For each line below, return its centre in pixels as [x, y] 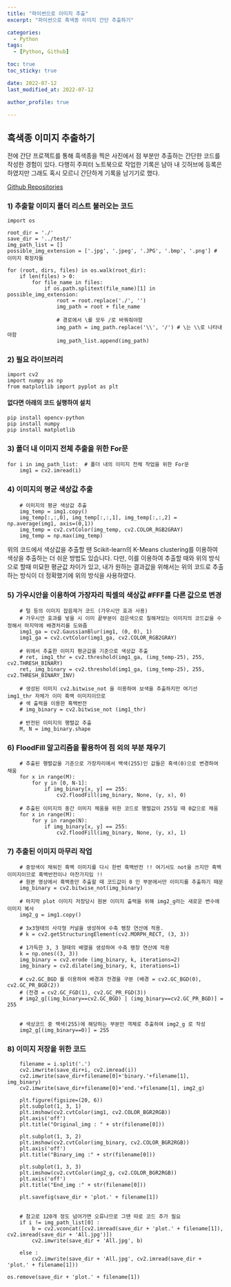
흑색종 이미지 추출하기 [51, 138]
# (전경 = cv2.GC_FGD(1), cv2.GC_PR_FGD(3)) [83, 993]
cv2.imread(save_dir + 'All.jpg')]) [60, 1234]
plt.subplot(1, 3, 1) [50, 1106]
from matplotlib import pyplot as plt [63, 387]
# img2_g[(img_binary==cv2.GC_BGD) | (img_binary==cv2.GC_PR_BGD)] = [122, 999]
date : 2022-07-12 [32, 83]
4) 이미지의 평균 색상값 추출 [50, 490]
